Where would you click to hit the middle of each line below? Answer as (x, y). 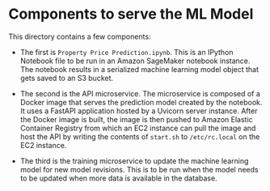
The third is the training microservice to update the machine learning (134, 161)
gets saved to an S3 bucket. (67, 78)
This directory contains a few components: (80, 36)
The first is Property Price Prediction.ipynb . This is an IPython (127, 52)
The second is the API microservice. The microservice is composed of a (140, 93)
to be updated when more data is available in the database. (118, 178)
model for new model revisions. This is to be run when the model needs (139, 169)
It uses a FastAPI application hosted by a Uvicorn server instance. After (139, 111)
